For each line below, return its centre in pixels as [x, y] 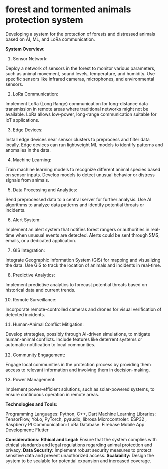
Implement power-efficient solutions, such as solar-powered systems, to [80, 389]
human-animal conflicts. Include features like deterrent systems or [74, 339]
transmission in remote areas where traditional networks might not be [77, 109]
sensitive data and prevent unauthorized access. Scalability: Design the [80, 455]
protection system [45, 20]
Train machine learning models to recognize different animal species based [83, 169]
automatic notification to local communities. [51, 344]
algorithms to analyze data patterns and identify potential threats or [75, 205]
